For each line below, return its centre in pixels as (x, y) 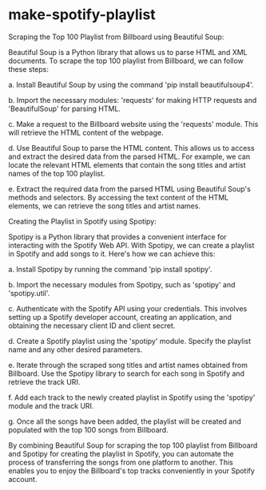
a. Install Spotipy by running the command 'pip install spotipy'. (110, 269)
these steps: (29, 69)
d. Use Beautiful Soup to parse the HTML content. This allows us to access (131, 148)
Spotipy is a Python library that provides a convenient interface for (117, 236)
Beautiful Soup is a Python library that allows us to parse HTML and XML (128, 52)
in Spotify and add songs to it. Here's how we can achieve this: (112, 254)
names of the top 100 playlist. (57, 173)
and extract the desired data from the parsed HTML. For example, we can (129, 156)
